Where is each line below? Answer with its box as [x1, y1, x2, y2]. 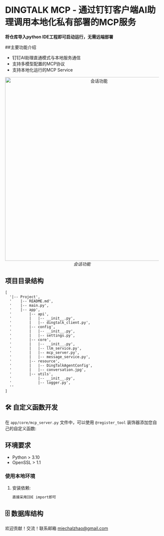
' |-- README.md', [9, 298, 54, 304]
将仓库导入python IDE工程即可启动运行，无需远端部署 [5, 34, 114, 40]
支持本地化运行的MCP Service [12, 67, 73, 73]
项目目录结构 [5, 277, 44, 285]
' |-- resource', [9, 359, 60, 364]
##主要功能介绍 [5, 44, 37, 50]
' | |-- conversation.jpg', [9, 367, 86, 372]
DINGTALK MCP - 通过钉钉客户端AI [5, 4, 147, 16]
